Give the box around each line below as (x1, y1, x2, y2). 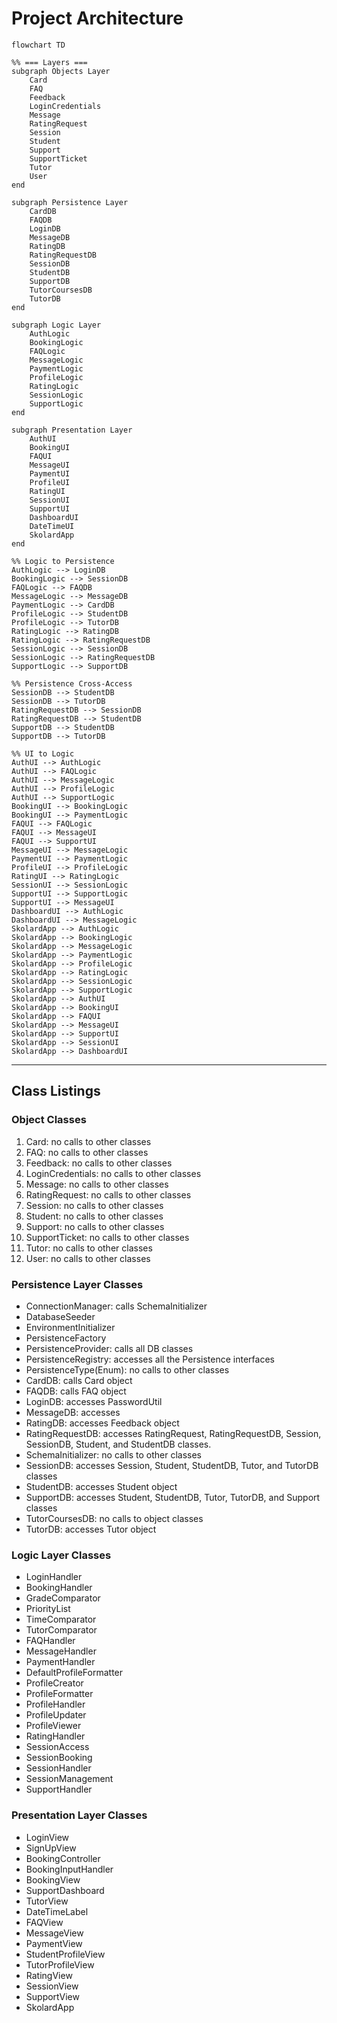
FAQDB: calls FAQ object (25, 1385, 127, 1397)
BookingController (25, 1852, 101, 1864)
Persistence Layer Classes (11, 1277, 144, 1291)
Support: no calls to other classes (25, 1220, 165, 1232)
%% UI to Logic (11, 748, 75, 759)
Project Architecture (11, 7, 184, 30)
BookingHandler (25, 1582, 93, 1594)
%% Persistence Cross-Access (11, 678, 133, 689)
